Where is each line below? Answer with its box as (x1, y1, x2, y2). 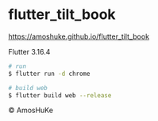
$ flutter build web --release (8, 91, 112, 100)
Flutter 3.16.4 (8, 47, 51, 56)
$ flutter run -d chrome (8, 70, 91, 78)
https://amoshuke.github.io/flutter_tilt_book (8, 32, 149, 41)
